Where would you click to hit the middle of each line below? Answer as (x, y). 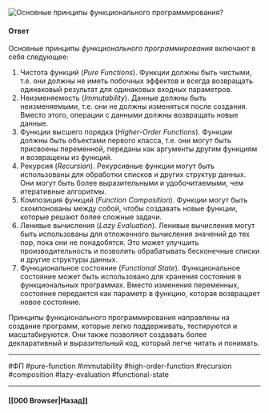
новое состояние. (50, 302)
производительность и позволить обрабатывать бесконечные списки (140, 251)
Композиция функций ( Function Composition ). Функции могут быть (134, 200)
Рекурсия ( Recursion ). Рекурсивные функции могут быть (117, 166)
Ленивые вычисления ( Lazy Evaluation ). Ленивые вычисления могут (137, 226)
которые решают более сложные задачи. (91, 217)
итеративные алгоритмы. (63, 191)
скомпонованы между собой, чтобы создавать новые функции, (128, 209)
